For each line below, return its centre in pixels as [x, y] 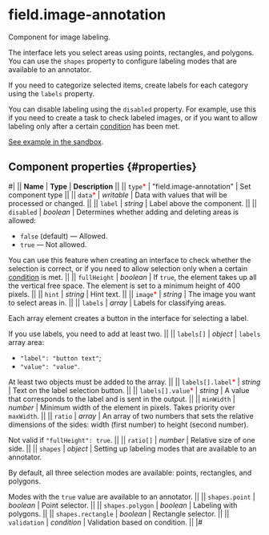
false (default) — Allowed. [64, 236]
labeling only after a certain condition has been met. [94, 126]
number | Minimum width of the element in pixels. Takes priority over [122, 407]
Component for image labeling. [59, 37]
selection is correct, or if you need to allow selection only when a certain [128, 268]
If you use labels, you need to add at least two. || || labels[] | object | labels [134, 334]
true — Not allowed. [53, 244]
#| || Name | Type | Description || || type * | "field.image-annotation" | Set [130, 186]
